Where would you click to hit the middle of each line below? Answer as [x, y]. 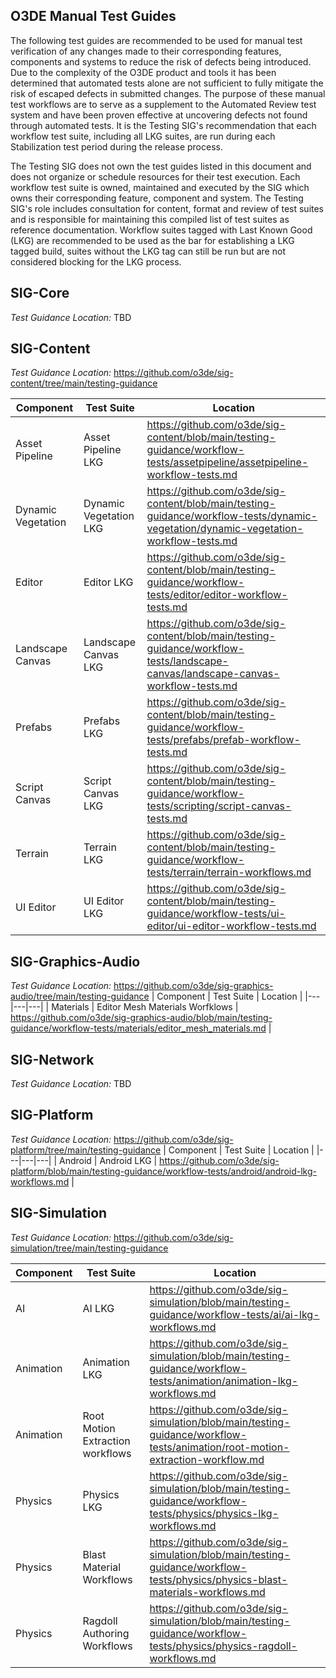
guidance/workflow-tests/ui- [216, 914]
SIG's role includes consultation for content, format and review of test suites [167, 208]
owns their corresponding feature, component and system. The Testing [157, 198]
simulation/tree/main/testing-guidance [89, 1248]
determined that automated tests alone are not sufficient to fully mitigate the [167, 83]
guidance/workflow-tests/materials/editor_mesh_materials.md [138, 1028]
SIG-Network [52, 1059]
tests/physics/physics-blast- [218, 1579]
